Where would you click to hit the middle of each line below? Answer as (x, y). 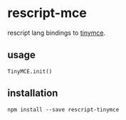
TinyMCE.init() (30, 71)
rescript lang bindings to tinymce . (57, 33)
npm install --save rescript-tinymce (63, 109)
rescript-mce (47, 13)
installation (33, 93)
